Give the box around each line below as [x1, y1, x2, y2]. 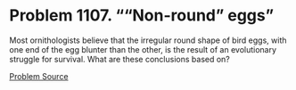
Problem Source [9, 70, 69, 81]
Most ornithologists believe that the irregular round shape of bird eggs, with [9, 35, 287, 45]
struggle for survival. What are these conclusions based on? [9, 53, 230, 64]
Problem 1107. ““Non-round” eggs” [9, 5, 275, 26]
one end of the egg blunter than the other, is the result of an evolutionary [9, 44, 277, 54]
